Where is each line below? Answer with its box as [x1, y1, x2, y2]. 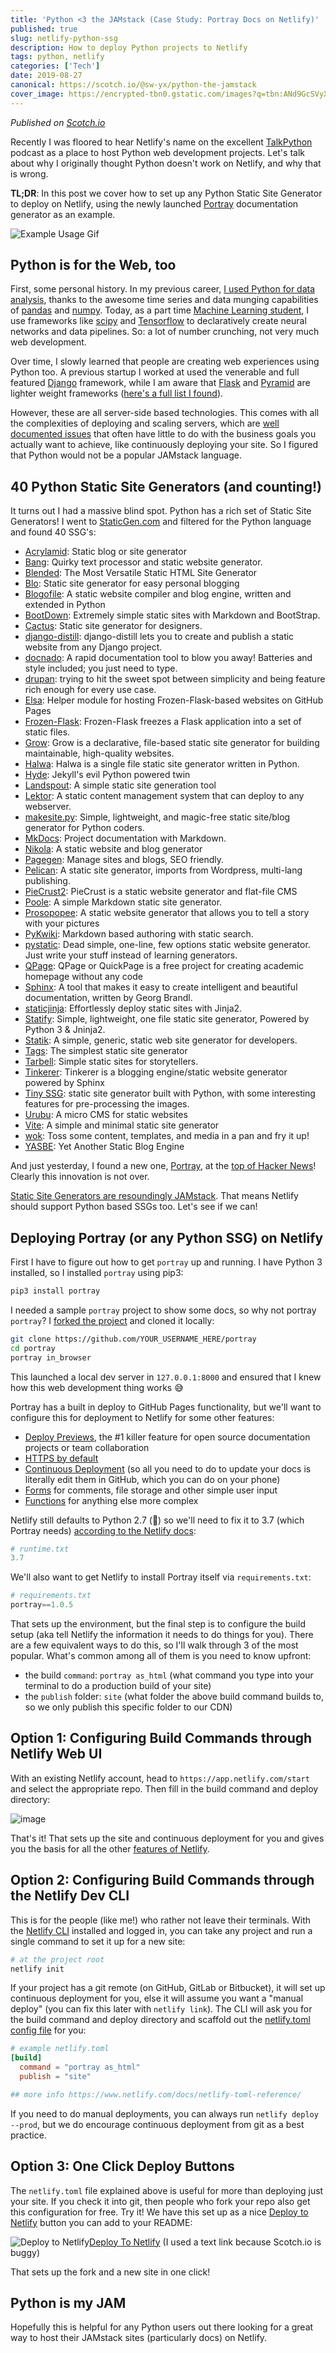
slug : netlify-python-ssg [10, 33, 118, 43]
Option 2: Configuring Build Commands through [10, 1872, 315, 1889]
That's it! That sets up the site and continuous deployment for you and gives [10, 1832, 325, 1844]
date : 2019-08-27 [10, 71, 83, 81]
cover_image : [10, 89, 65, 99]
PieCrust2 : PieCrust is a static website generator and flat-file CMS [24, 886, 298, 898]
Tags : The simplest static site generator [24, 1045, 188, 1057]
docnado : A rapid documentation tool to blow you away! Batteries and [24, 652, 313, 664]
